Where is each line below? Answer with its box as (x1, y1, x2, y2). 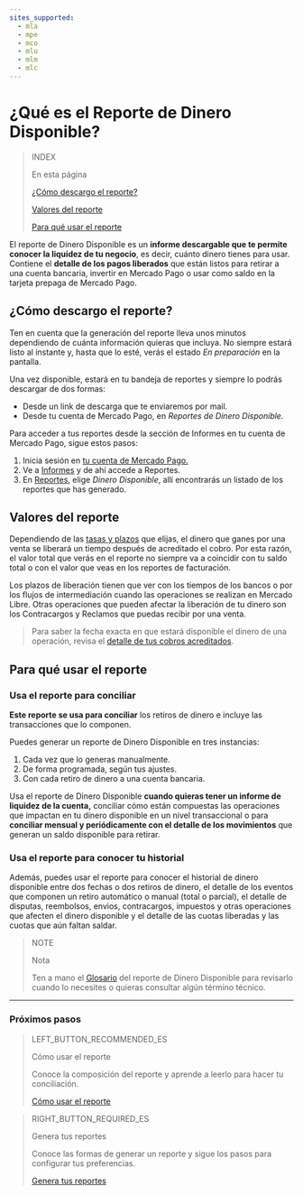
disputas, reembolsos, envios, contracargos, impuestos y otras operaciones (9, 901, 291, 912)
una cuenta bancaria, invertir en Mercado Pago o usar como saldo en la (9, 267, 275, 278)
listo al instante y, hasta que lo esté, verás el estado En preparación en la (9, 347, 280, 357)
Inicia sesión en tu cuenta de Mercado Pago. (22, 455, 188, 466)
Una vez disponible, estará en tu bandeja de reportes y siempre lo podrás (9, 374, 282, 384)
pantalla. (9, 356, 42, 366)
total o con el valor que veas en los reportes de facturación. (9, 562, 232, 573)
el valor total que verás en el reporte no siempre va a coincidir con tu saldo (9, 552, 288, 564)
